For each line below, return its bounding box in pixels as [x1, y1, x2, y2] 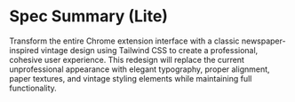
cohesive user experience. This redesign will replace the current [9, 54, 244, 65]
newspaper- [241, 35, 286, 46]
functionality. [9, 82, 58, 93]
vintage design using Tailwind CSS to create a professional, [40, 44, 259, 55]
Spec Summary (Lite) [9, 6, 169, 27]
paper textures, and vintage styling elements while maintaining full [9, 73, 252, 83]
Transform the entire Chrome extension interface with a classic [9, 35, 240, 46]
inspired [9, 44, 39, 55]
